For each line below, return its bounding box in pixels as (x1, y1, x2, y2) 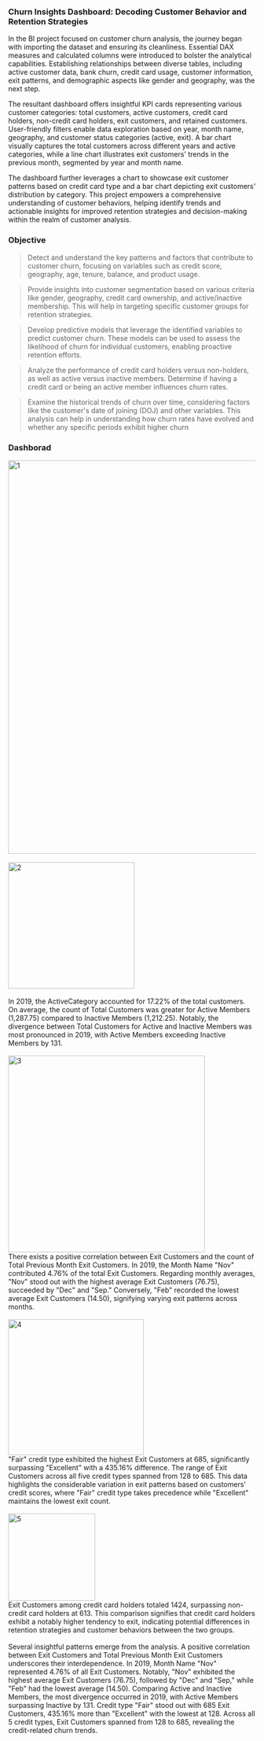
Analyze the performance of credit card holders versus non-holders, (27, 365, 249, 375)
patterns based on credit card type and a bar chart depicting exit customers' (8, 182, 256, 191)
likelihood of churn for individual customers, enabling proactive (27, 342, 233, 351)
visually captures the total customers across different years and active (8, 141, 236, 151)
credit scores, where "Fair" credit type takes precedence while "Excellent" (8, 1488, 249, 1497)
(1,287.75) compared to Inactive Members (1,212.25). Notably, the (8, 1013, 219, 1022)
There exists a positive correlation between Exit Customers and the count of (8, 1251, 255, 1261)
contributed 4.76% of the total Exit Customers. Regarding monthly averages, (8, 1268, 255, 1277)
